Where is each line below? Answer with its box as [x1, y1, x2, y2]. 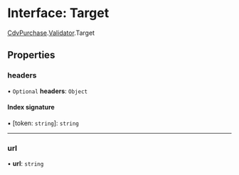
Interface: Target [7, 5, 110, 21]
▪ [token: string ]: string [7, 119, 80, 127]
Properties [7, 49, 55, 61]
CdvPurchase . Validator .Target [7, 28, 95, 37]
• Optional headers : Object [7, 87, 87, 95]
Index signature [7, 103, 55, 112]
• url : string [7, 159, 44, 168]
